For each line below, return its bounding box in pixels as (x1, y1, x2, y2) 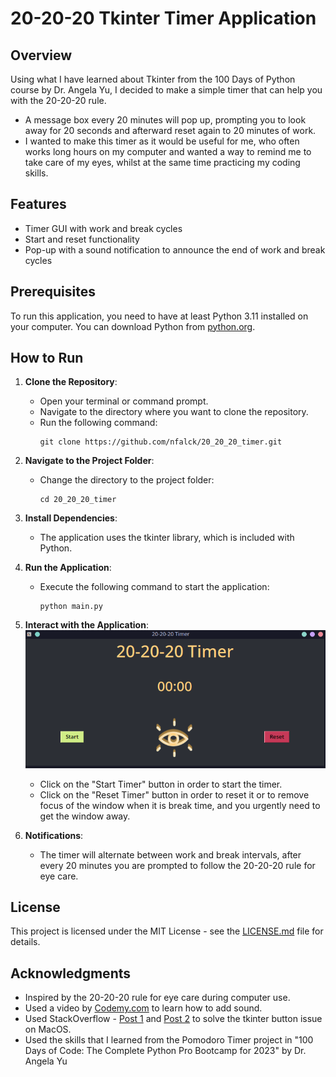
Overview (10, 47, 73, 64)
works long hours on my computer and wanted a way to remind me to (24, 146, 312, 157)
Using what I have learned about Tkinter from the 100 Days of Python (10, 73, 296, 85)
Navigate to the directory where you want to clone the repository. (39, 406, 309, 418)
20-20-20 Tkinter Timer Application (10, 7, 317, 30)
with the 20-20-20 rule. (10, 95, 107, 106)
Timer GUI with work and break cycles (24, 222, 183, 234)
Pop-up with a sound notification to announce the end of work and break (24, 243, 326, 256)
